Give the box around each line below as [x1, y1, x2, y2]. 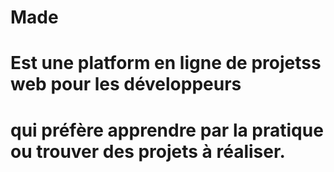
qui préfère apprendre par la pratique [10, 119, 324, 141]
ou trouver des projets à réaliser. [10, 140, 286, 163]
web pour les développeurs [10, 73, 242, 96]
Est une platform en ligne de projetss [10, 52, 322, 75]
